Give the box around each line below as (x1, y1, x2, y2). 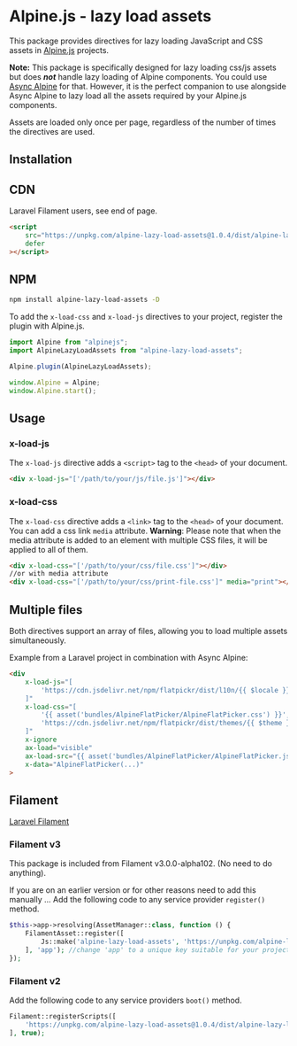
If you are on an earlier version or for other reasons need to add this (9, 885, 256, 895)
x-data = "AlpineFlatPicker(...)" (25, 760, 144, 769)
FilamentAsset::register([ (25, 929, 125, 938)
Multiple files (9, 602, 83, 617)
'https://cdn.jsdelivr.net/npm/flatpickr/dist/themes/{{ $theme (41, 719, 283, 728)
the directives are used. (9, 126, 95, 136)
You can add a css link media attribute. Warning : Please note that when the (9, 525, 281, 536)
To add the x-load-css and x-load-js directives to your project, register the (9, 312, 283, 322)
